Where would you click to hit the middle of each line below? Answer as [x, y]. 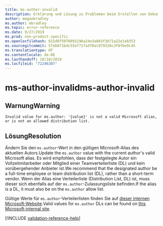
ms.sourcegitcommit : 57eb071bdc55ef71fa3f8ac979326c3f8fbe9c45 [70, 46]
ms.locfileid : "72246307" [31, 64]
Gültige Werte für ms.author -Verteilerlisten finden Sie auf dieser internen [77, 198]
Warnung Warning [33, 106]
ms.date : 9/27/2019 [25, 32]
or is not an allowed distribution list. [48, 121]
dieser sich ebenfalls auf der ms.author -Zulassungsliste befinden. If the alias [81, 184]
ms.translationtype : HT [29, 50]
